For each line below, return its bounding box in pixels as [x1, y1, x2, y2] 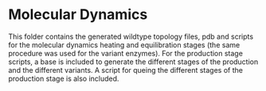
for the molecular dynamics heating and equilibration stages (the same [8, 40, 241, 49]
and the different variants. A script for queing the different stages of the [8, 65, 243, 74]
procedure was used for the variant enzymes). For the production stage [8, 48, 243, 58]
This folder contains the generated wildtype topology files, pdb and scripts [8, 32, 253, 41]
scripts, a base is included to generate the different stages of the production [8, 57, 259, 66]
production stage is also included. [8, 74, 119, 83]
